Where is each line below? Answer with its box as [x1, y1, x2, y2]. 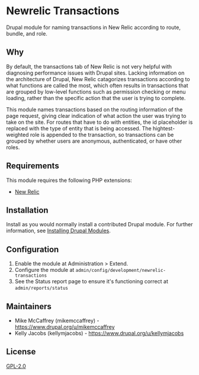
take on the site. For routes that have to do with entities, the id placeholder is [6, 118, 193, 126]
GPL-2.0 [6, 363, 27, 370]
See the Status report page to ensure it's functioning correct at [14, 278, 169, 285]
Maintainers [6, 301, 52, 312]
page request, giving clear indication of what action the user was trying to [6, 112, 187, 119]
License [6, 347, 36, 357]
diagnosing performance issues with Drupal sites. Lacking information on [6, 69, 185, 76]
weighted [6, 131, 29, 138]
